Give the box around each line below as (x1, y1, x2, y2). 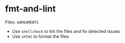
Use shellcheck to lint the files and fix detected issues (12, 28, 120, 34)
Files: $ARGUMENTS (5, 19, 39, 25)
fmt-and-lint (5, 3, 56, 14)
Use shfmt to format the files (12, 33, 69, 39)
